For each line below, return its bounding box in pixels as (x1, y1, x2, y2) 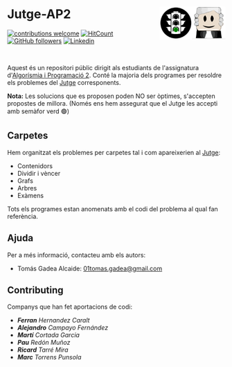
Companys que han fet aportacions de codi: (7, 302, 133, 311)
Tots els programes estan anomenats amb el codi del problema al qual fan (7, 204, 218, 213)
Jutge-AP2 (7, 6, 71, 22)
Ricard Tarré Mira (17, 345, 69, 354)
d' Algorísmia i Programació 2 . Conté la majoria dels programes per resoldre (7, 71, 222, 79)
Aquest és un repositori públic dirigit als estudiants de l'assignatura (7, 63, 199, 72)
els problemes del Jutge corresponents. (7, 78, 121, 86)
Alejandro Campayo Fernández (17, 323, 109, 332)
